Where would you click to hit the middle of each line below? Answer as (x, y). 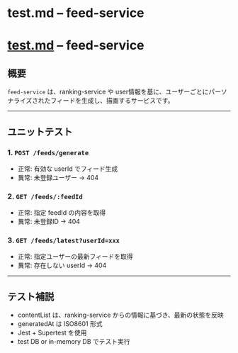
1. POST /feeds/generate (48, 152)
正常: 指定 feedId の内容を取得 (62, 213)
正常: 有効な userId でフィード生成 (68, 169)
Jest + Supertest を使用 (52, 333)
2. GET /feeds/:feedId (45, 196)
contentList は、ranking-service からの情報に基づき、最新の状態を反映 (121, 315)
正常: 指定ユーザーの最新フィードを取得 (75, 257)
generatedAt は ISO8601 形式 (60, 324)
